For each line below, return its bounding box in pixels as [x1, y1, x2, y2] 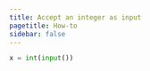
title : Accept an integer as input [9, 12, 142, 22]
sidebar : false [9, 29, 66, 38]
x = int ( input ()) [9, 54, 74, 63]
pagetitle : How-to [9, 21, 78, 30]
